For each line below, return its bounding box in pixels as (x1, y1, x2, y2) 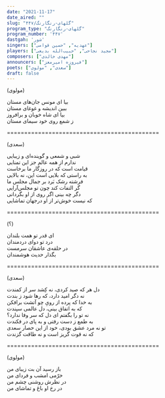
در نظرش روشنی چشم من (7, 378, 66, 385)
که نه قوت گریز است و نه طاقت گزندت (7, 331, 94, 338)
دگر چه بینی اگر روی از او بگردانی (7, 190, 81, 198)
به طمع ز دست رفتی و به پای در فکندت (7, 318, 93, 325)
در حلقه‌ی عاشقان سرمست (7, 244, 68, 252)
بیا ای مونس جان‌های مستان (7, 98, 69, 106)
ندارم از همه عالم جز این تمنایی (7, 158, 77, 166)
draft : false (7, 70, 39, 76)
